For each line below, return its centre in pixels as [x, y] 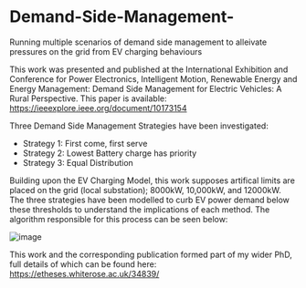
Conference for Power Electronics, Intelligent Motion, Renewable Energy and [153, 78]
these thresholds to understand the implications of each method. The [140, 209]
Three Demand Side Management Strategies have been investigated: [139, 126]
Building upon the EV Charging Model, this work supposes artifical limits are [152, 180]
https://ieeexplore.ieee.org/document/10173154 [98, 108]
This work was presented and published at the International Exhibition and [149, 69]
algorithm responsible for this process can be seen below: [119, 219]
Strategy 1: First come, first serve [85, 143]
